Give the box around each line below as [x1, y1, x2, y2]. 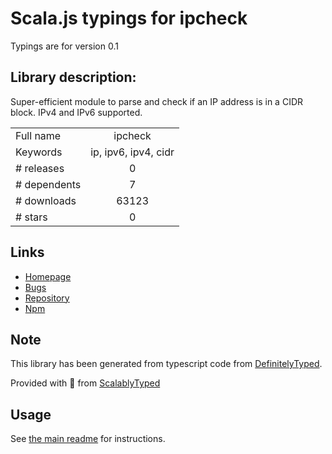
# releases [15, 161, 65, 175]
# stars [15, 210, 48, 224]
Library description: [10, 69, 137, 86]
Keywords [15, 145, 63, 159]
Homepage [24, 270, 72, 282]
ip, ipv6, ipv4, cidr [90, 145, 175, 159]
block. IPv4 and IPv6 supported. [10, 106, 143, 118]
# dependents [15, 177, 82, 191]
